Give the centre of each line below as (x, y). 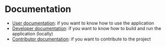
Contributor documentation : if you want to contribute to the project (81, 39)
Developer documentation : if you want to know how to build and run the (87, 28)
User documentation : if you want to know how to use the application (83, 23)
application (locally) (33, 33)
